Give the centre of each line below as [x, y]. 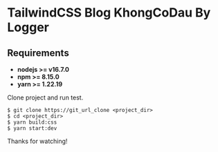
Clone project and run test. [45, 97]
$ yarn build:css [32, 122]
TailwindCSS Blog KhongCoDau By [109, 13]
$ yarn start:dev [32, 129]
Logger [28, 27]
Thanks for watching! [37, 141]
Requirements [38, 53]
